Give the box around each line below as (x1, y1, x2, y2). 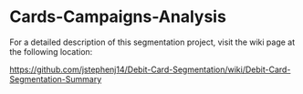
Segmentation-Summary (9, 73, 102, 84)
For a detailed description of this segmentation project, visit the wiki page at (9, 37, 296, 47)
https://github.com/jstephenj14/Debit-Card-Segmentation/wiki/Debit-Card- (9, 64, 291, 75)
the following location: (9, 46, 93, 57)
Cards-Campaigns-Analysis (9, 6, 226, 27)
